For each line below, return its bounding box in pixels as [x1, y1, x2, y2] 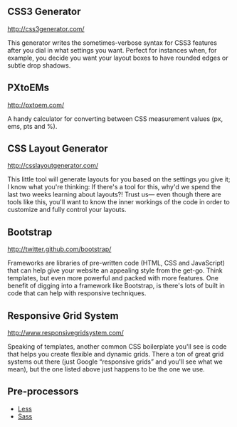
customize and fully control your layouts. [7, 206, 127, 214]
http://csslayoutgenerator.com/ [7, 162, 98, 170]
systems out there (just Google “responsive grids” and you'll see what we [7, 357, 223, 366]
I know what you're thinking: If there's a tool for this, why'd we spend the [7, 183, 221, 191]
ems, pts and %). [7, 122, 58, 130]
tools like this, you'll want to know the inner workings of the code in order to [7, 198, 230, 206]
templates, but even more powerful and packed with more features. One [7, 274, 219, 283]
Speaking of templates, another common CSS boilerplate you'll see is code [7, 342, 227, 351]
